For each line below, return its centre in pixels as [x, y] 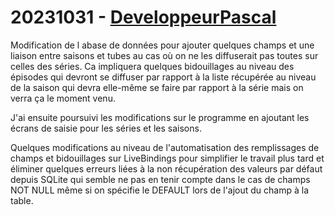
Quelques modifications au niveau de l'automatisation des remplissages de [165, 147]
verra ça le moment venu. [63, 98]
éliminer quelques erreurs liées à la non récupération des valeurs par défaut [166, 168]
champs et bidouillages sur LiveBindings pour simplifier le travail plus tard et [167, 158]
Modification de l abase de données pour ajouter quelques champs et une [162, 45]
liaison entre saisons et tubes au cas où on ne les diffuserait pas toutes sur [164, 55]
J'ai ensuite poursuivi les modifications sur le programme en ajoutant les [160, 117]
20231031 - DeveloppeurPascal [143, 17]
